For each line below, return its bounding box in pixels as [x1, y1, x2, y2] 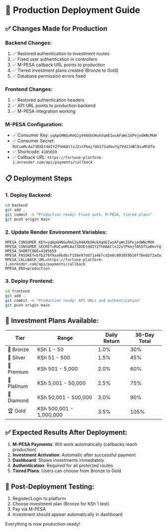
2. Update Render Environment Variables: [5, 229, 107, 236]
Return [103, 337, 120, 344]
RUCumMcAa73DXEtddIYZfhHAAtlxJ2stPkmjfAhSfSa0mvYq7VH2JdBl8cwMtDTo [12, 144, 155, 149]
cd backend [5, 203, 28, 208]
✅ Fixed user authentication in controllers [12, 56, 98, 62]
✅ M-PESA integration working [12, 108, 76, 114]
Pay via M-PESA [12, 506, 46, 512]
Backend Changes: [5, 39, 52, 46]
